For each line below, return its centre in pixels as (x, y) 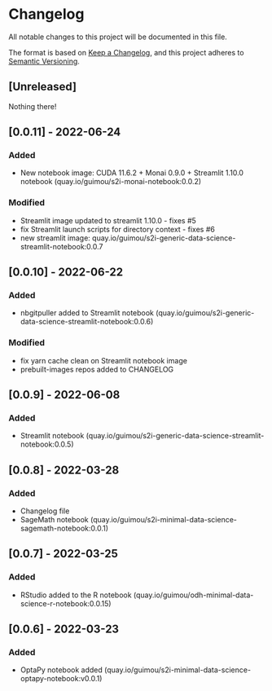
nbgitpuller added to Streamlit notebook (87, 313)
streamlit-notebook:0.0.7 (61, 246)
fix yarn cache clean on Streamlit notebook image (103, 360)
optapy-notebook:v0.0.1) (61, 679)
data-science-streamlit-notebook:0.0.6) (87, 322)
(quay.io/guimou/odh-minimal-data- (193, 595)
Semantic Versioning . (44, 61)
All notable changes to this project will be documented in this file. (118, 37)
